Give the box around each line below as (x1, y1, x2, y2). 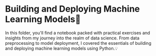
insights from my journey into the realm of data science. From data (5, 35, 140, 41)
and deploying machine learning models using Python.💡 (5, 45, 118, 51)
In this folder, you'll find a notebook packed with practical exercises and (5, 30, 151, 36)
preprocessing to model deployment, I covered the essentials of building (5, 40, 152, 46)
